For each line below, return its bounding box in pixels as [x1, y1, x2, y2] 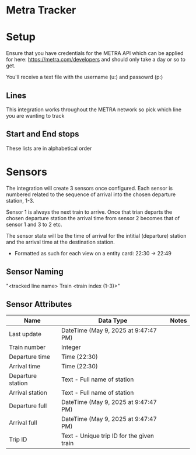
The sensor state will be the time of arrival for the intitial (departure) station [6, 232, 187, 239]
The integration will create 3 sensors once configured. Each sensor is [6, 184, 173, 191]
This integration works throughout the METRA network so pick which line [6, 106, 182, 113]
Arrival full [9, 419, 37, 427]
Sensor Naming [6, 267, 64, 277]
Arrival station [9, 389, 48, 397]
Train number [9, 343, 46, 351]
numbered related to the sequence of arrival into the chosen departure [6, 191, 176, 198]
